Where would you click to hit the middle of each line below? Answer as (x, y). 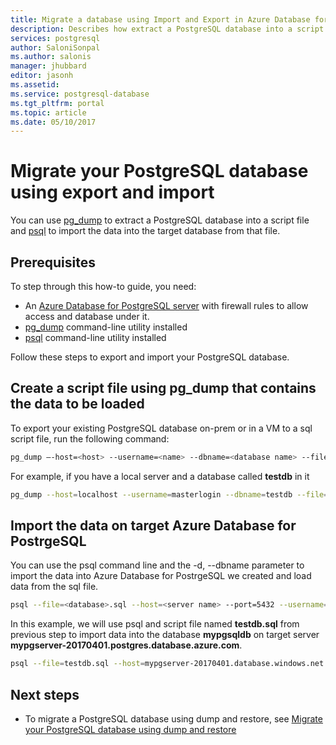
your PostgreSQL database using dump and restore (130, 729)
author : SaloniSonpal (55, 47)
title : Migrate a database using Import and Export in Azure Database (160, 19)
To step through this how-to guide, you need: (103, 286)
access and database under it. (87, 316)
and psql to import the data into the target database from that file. (145, 231)
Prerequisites (53, 262)
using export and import (112, 192)
